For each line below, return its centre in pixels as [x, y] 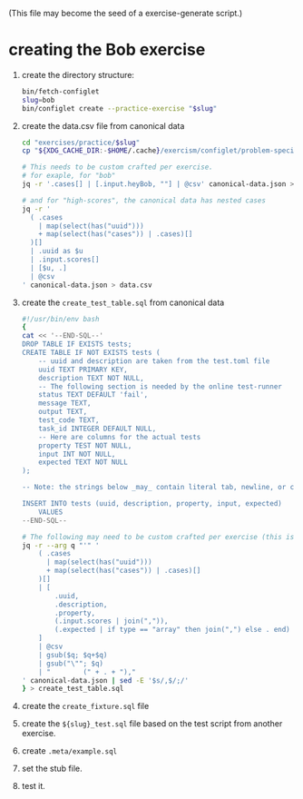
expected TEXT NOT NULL [83, 462]
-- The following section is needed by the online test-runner [160, 386]
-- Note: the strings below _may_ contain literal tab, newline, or [154, 488]
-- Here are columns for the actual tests [120, 437]
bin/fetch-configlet [60, 91]
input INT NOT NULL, [77, 454]
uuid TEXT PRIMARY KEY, [83, 370]
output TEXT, [63, 412]
